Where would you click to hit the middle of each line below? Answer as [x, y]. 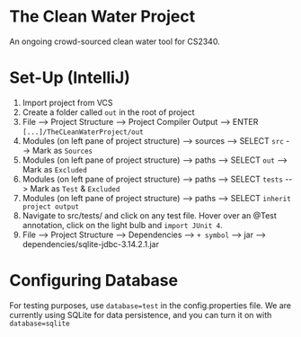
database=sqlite [40, 324]
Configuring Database [93, 281]
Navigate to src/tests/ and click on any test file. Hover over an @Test [149, 215]
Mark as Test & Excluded [75, 188]
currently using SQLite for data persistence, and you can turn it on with [141, 315]
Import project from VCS [68, 102]
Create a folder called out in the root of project [108, 112]
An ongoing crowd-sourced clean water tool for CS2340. [115, 41]
